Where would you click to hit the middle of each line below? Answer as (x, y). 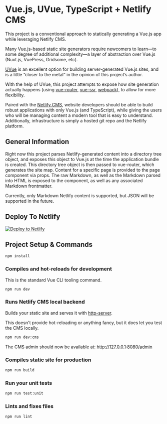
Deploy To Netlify (33, 217)
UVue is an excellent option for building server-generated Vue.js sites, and (82, 69)
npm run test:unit (24, 393)
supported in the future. (29, 201)
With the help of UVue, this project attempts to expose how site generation (82, 84)
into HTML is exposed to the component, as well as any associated (74, 180)
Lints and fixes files (29, 406)
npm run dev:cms (22, 337)
